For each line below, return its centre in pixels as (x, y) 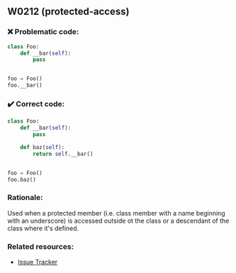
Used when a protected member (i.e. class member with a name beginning (116, 213)
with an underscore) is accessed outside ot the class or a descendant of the (118, 221)
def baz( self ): (43, 147)
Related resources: (41, 246)
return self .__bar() (63, 154)
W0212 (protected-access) (68, 12)
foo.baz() (22, 179)
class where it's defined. (43, 228)
